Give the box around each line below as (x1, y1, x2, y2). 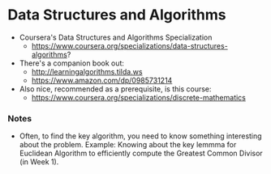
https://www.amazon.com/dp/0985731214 (31, 75, 173, 85)
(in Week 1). (19, 157, 59, 167)
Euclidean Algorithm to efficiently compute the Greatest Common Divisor (19, 148, 263, 159)
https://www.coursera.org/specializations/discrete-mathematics (31, 92, 247, 102)
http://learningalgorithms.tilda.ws (31, 66, 143, 76)
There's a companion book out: (19, 58, 125, 68)
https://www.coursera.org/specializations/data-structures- (31, 40, 228, 50)
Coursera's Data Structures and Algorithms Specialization (19, 32, 213, 42)
